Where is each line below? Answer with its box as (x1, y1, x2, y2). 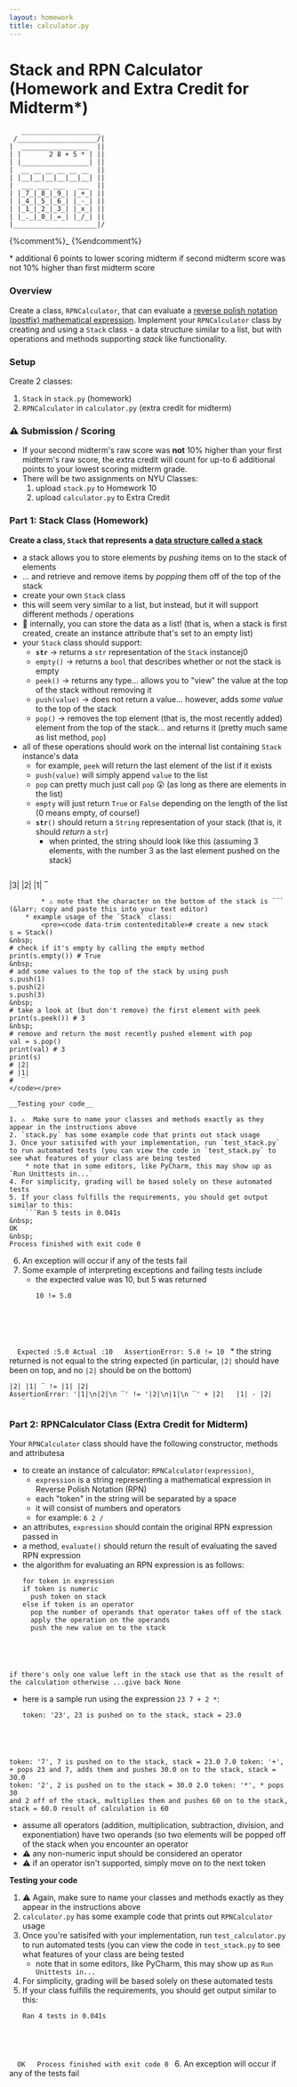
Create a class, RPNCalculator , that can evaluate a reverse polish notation (9, 304, 278, 316)
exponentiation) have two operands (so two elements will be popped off (21, 1829, 286, 1840)
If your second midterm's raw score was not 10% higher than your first (21, 445, 283, 456)
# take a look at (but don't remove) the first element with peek (9, 1006, 261, 1015)
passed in (21, 1531, 59, 1541)
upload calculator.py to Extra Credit (35, 492, 171, 503)
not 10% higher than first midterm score (9, 263, 156, 273)
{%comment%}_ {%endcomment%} (9, 236, 142, 247)
